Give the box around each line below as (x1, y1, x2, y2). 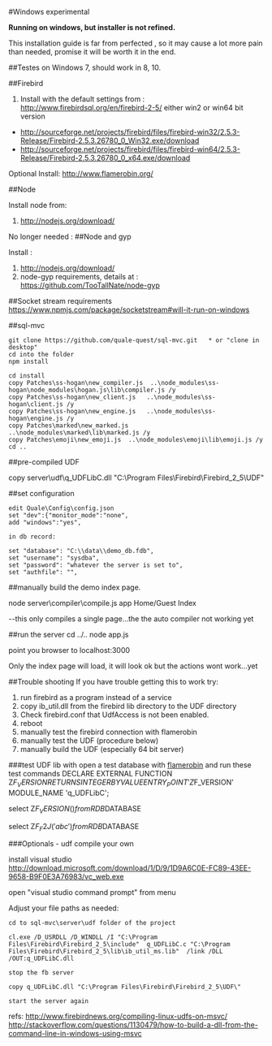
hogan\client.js (8, 400, 63, 408)
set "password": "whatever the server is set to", (8, 561, 183, 569)
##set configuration (8, 489, 75, 498)
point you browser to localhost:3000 (8, 646, 131, 655)
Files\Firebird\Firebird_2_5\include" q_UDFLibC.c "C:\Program (8, 940, 231, 949)
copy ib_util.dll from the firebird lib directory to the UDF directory (19, 702, 237, 711)
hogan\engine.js (8, 414, 63, 422)
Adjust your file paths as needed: (8, 903, 119, 913)
